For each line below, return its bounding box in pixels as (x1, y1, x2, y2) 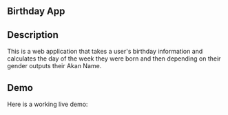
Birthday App (7, 6, 65, 17)
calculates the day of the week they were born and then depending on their (7, 54, 221, 63)
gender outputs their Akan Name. (7, 62, 102, 70)
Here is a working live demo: (7, 100, 88, 109)
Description (7, 29, 59, 41)
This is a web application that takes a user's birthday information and (7, 48, 203, 56)
